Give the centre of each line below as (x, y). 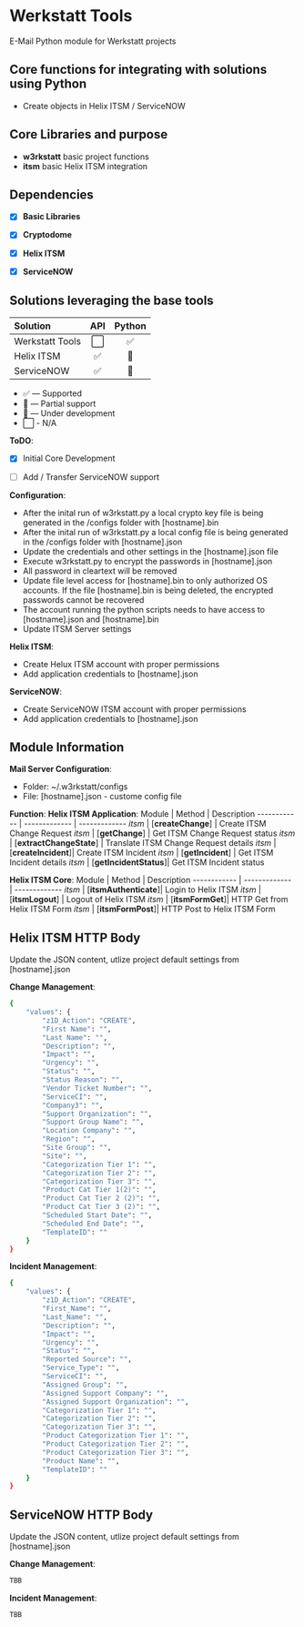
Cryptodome (47, 235)
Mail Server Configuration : (61, 769)
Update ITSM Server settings (77, 628)
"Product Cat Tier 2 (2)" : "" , (101, 1198)
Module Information (67, 747)
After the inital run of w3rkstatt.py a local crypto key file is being (143, 513)
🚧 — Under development (69, 413)
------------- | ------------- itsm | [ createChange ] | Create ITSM (145, 824)
